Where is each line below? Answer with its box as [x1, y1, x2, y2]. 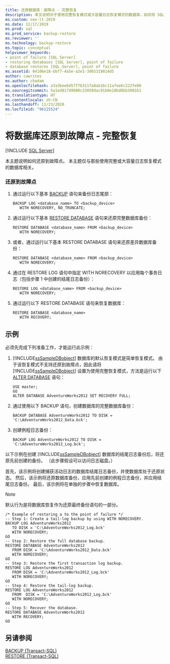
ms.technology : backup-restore [5, 41, 71, 46]
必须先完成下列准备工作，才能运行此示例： [5, 344, 94, 351]
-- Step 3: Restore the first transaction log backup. [5, 561, 123, 566]
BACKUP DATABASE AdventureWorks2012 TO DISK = [12, 413, 113, 418]
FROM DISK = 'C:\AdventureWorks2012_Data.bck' [12, 547, 112, 553]
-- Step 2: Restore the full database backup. [5, 539, 105, 544]
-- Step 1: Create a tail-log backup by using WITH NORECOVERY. [5, 516, 144, 522]
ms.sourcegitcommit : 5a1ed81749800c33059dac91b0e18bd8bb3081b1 [5, 88, 142, 93]
